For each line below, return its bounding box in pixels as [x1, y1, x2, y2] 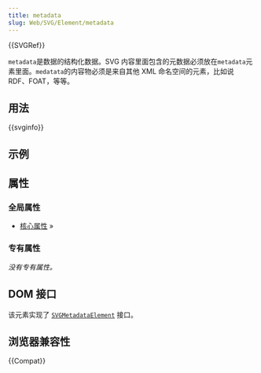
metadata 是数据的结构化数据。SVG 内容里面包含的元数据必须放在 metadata [8, 57, 246, 66]
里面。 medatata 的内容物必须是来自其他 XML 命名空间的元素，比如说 [14, 66, 234, 75]
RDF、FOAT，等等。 [8, 76, 75, 86]
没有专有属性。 [8, 262, 57, 272]
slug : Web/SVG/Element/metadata [8, 19, 114, 27]
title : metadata [8, 11, 61, 20]
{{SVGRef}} [8, 40, 46, 49]
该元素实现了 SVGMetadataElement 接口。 [8, 309, 138, 319]
